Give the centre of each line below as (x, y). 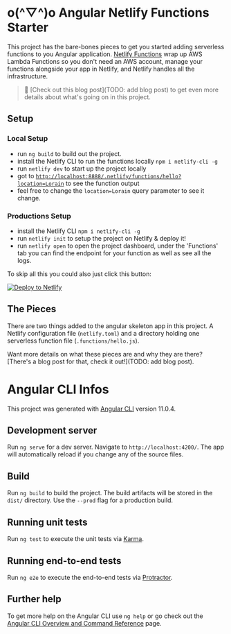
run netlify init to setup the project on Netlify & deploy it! (102, 238)
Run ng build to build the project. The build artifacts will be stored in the (110, 493)
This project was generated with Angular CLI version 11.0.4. (92, 409)
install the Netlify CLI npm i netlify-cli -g (78, 231)
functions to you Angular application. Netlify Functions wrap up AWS (105, 54)
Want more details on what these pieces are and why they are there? (105, 354)
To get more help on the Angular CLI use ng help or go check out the (105, 616)
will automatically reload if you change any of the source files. (95, 454)
